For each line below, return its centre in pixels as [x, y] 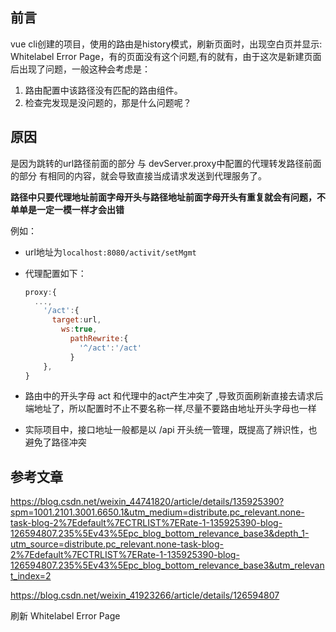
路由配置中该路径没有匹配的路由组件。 [103, 90]
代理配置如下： [55, 273]
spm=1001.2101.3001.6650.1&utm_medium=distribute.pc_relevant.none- [157, 512]
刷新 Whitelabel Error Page [65, 616]
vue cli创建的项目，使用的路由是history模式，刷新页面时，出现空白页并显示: [166, 44]
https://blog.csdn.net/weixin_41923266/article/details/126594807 [145, 595]
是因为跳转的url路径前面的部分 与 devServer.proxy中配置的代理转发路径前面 [166, 163]
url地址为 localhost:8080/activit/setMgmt [110, 252]
